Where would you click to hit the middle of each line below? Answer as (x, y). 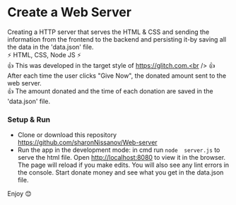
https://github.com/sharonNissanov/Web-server (87, 143)
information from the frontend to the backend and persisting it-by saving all (117, 39)
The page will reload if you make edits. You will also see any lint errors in (123, 165)
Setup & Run (29, 119)
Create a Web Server (70, 12)
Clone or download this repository (67, 135)
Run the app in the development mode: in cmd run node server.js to (119, 150)
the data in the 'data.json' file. (51, 47)
